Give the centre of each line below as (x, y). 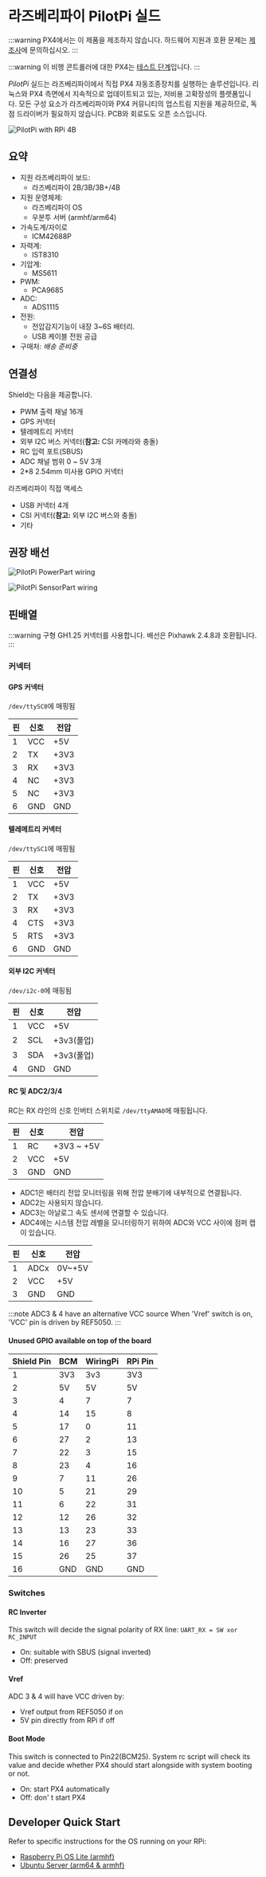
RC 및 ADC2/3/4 (35, 1091)
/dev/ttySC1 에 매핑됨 (42, 848)
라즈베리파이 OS (57, 207)
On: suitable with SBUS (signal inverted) (85, 1652)
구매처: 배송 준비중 (49, 346)
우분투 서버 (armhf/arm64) (74, 217)
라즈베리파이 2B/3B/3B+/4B (76, 187)
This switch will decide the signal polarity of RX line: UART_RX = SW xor (123, 1630)
